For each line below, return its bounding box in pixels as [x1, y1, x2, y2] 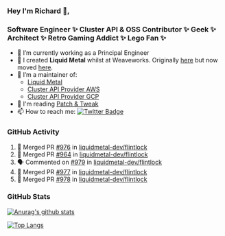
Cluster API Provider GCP [27, 93, 99, 101]
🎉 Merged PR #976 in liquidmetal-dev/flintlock [16, 143, 147, 151]
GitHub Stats [7, 192, 51, 202]
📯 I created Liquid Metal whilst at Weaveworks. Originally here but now [16, 56, 218, 64]
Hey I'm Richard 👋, [7, 6, 70, 16]
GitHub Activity [7, 127, 60, 137]
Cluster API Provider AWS [27, 85, 100, 93]
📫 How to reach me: [16, 108, 76, 116]
